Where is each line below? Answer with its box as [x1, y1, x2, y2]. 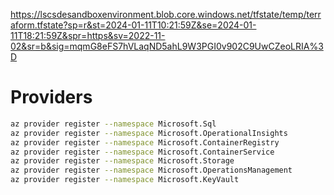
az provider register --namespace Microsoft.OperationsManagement [10, 165, 293, 176]
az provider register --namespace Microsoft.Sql [10, 119, 217, 129]
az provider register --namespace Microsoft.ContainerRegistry [10, 137, 280, 148]
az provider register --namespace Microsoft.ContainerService [10, 147, 275, 157]
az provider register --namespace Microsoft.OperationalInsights [10, 128, 288, 138]
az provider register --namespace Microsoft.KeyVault [10, 175, 240, 185]
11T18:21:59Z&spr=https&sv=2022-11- [10, 30, 166, 41]
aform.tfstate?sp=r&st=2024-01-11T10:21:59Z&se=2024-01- [10, 19, 257, 31]
